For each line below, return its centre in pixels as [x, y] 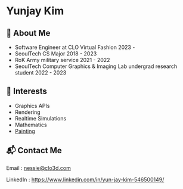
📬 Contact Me [34, 151]
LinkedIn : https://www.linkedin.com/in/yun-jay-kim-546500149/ [85, 179]
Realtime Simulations [41, 118]
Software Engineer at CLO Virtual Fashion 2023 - [75, 47]
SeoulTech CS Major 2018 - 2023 [56, 54]
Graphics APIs [32, 106]
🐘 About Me [28, 33]
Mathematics [31, 125]
